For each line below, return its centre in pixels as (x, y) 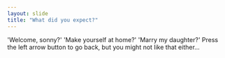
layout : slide (28, 13)
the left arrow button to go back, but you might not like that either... (104, 47)
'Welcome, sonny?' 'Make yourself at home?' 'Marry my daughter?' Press (113, 39)
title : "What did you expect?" (53, 20)
